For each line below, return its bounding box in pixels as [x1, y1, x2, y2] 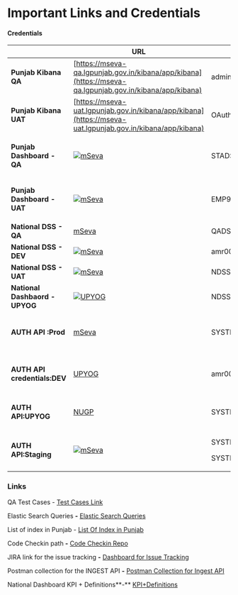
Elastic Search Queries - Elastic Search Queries [7, 511, 147, 520]
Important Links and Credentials [7, 5, 200, 21]
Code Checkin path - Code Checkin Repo [7, 539, 129, 547]
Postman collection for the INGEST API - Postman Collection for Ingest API [7, 566, 225, 575]
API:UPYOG [11, 411, 51, 421]
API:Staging [11, 450, 52, 460]
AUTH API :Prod [11, 328, 66, 338]
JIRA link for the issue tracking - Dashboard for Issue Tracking [7, 552, 189, 561]
